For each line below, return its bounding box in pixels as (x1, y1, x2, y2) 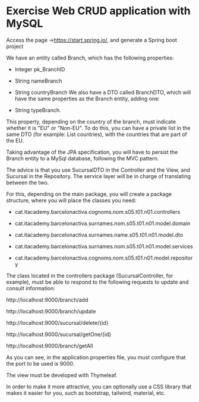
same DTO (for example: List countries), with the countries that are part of (6, 131, 187, 138)
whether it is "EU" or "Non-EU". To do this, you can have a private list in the (6, 124, 191, 131)
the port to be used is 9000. (6, 360, 75, 367)
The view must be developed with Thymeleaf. (6, 371, 118, 378)
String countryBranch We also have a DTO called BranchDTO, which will (14, 88, 191, 96)
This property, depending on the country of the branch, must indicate (6, 118, 176, 125)
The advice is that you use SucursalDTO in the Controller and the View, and (6, 166, 190, 173)
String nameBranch (14, 77, 62, 84)
